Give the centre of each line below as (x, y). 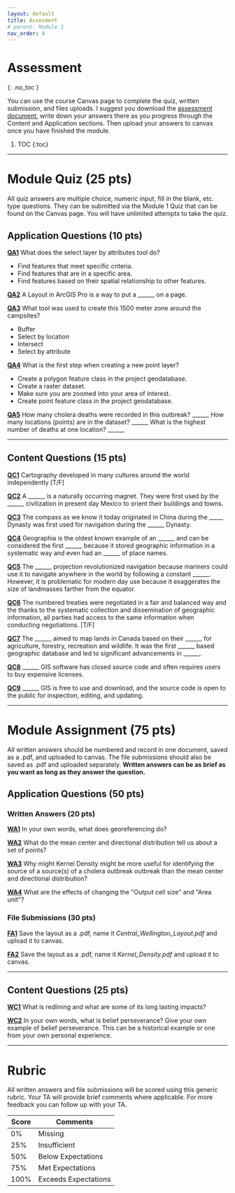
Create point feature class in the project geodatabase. (95, 401)
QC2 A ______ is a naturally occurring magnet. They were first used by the (113, 496)
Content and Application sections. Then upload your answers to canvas (110, 123)
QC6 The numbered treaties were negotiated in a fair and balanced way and (117, 602)
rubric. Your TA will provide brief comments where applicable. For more (110, 1097)
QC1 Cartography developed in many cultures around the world (99, 475)
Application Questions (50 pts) (76, 794)
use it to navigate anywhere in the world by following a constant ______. (109, 574)
